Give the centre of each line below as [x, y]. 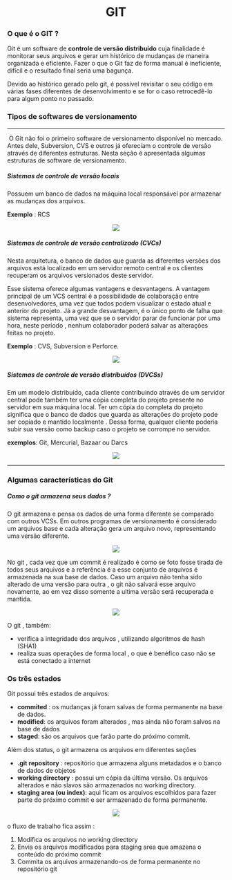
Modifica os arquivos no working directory [77, 839]
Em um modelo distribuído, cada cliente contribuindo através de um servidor [116, 392]
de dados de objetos [46, 770]
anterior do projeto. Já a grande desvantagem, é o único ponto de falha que [115, 310]
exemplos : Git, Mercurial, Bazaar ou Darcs [68, 442]
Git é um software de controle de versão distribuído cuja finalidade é [106, 48]
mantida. [20, 599]
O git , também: [29, 625]
